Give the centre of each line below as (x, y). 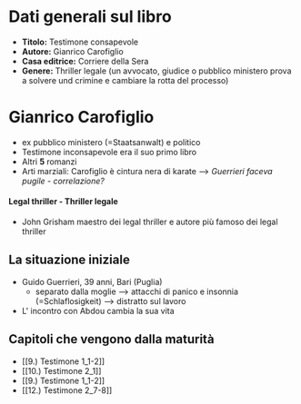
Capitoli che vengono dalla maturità (111, 339)
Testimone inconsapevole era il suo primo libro (109, 152)
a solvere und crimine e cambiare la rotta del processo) (125, 80)
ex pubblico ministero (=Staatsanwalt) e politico (111, 142)
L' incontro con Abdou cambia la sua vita (98, 310)
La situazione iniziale (70, 260)
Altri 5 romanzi (49, 162)
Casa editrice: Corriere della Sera (85, 61)
